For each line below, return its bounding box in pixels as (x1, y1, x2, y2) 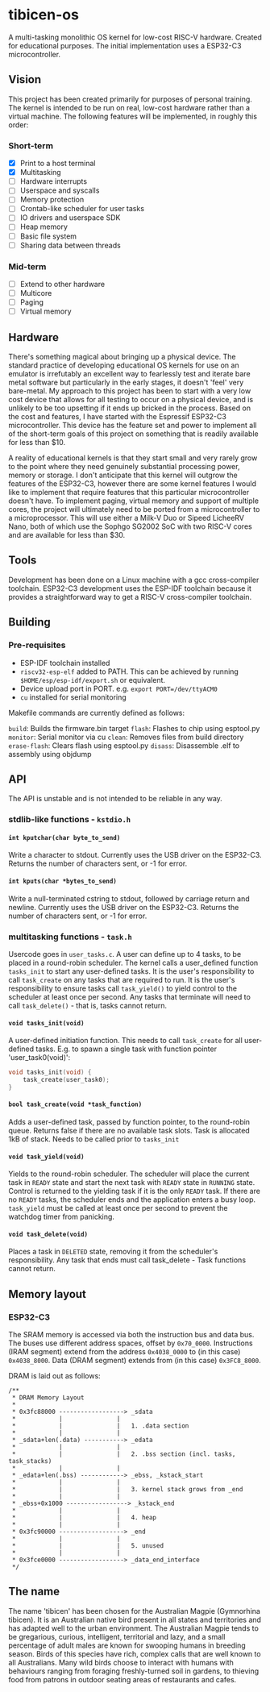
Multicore (19, 289, 52, 298)
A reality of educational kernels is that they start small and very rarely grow (8, 453, 258, 463)
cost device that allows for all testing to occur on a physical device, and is (8, 395, 254, 405)
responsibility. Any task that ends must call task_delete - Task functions (8, 1255, 247, 1265)
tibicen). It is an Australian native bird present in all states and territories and (8, 1615, 262, 1624)
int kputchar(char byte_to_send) (8, 834, 121, 842)
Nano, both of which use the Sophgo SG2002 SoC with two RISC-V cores (8, 522, 252, 531)
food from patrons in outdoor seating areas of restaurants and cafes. (8, 1674, 237, 1684)
